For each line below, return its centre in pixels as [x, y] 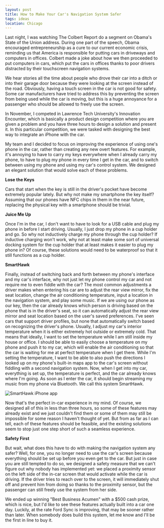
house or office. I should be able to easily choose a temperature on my [76, 342]
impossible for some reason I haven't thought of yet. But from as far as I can [82, 418]
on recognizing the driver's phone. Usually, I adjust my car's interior [73, 327]
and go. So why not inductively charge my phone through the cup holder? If [81, 234]
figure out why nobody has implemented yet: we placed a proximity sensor [81, 469]
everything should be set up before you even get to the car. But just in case [81, 459]
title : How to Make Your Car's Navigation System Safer [63, 14]
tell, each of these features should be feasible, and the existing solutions [78, 424]
